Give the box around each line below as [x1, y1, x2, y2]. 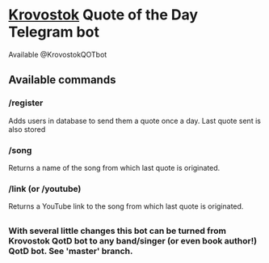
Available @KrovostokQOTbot [8, 49, 107, 59]
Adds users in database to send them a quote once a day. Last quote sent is [8, 116, 261, 125]
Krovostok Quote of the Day [8, 6, 199, 24]
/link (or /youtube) [8, 183, 82, 194]
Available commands [8, 73, 116, 87]
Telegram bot [8, 23, 99, 41]
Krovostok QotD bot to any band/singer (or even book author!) [8, 235, 257, 246]
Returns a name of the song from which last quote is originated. [8, 163, 221, 172]
